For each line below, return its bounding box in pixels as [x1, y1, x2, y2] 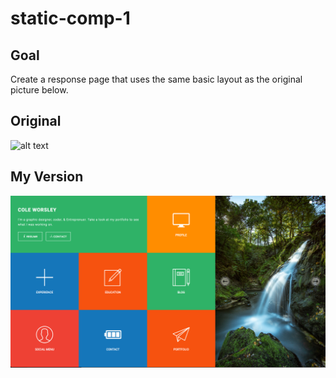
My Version [10, 168, 84, 186]
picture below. [10, 84, 69, 96]
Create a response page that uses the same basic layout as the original [10, 73, 303, 85]
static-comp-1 [10, 7, 131, 30]
